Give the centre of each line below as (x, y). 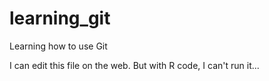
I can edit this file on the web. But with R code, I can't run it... (134, 65)
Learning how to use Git (58, 46)
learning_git (60, 18)
